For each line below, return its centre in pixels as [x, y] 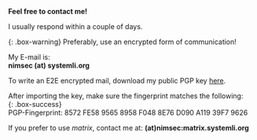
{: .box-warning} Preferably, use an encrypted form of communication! [123, 42]
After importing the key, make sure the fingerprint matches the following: [126, 96]
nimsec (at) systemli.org [49, 65]
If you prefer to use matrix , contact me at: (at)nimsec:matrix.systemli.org [128, 128]
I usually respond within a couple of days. [75, 26]
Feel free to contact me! [48, 11]
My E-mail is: [29, 57]
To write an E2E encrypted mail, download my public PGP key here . [117, 81]
